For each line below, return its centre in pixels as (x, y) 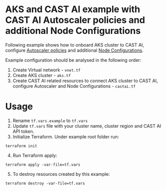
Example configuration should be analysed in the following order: (73, 60)
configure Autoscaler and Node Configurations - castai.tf (74, 86)
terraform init (21, 146)
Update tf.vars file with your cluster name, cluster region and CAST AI (87, 126)
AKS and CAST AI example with (73, 9)
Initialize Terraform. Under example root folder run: (66, 137)
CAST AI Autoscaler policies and (75, 20)
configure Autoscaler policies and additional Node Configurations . (74, 50)
